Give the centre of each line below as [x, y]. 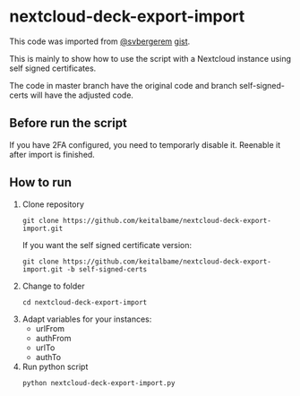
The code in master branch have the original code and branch [123, 85]
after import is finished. [52, 154]
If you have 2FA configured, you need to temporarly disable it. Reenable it [145, 144]
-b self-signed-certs [107, 269]
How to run [41, 182]
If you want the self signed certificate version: [107, 245]
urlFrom [50, 328]
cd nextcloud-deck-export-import [85, 302]
